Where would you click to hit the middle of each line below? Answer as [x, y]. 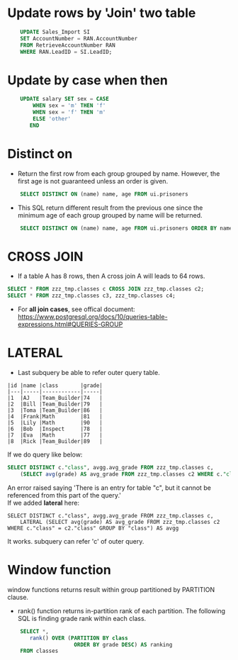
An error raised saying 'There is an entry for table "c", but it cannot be [109, 488]
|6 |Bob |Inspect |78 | [55, 429]
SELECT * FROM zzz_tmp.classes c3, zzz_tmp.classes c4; [91, 296]
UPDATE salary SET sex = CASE [65, 99]
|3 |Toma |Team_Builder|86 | [55, 410]
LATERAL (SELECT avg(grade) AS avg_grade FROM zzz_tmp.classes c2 [120, 522]
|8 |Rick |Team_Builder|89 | [55, 442]
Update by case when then [87, 80]
